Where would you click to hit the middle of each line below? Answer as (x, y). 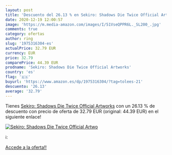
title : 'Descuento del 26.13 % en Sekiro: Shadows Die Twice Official (82, 15)
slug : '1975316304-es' (29, 44)
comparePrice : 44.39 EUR (32, 63)
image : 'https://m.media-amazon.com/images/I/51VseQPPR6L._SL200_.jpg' (83, 24)
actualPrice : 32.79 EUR (31, 48)
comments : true (21, 29)
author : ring (19, 39)
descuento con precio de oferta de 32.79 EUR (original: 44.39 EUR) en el (82, 111)
